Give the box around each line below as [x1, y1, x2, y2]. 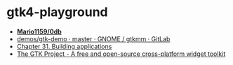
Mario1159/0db [16, 27, 62, 36]
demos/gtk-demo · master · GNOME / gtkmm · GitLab [16, 34, 171, 43]
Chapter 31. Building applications [16, 42, 112, 50]
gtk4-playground [6, 4, 108, 20]
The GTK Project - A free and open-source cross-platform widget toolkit [16, 50, 226, 58]
